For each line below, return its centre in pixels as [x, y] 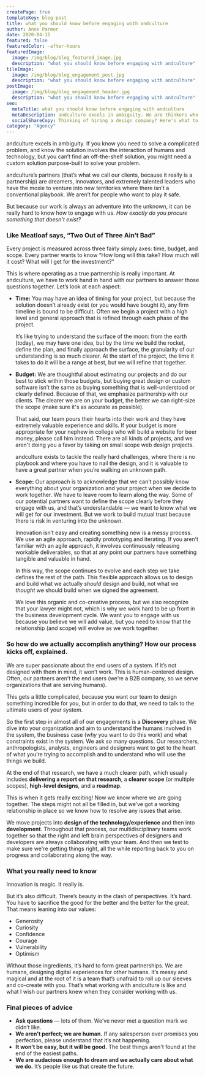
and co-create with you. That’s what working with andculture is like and [96, 985]
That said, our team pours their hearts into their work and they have [100, 419]
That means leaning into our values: [51, 909]
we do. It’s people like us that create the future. [75, 1066]
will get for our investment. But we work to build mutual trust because [103, 514]
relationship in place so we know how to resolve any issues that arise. [94, 810]
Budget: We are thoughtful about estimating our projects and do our [101, 374]
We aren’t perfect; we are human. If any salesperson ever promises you [107, 1034]
